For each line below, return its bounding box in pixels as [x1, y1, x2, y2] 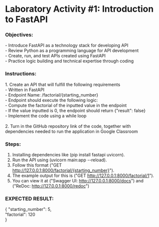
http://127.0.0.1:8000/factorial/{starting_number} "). [12, 168, 114, 174]
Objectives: [5, 31, 33, 38]
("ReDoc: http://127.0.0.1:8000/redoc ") [12, 183, 90, 189]
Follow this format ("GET [12, 162, 62, 168]
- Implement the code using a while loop [5, 113, 87, 119]
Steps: [5, 141, 21, 148]
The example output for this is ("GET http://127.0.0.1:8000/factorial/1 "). [12, 173, 155, 178]
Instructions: [5, 70, 37, 77]
